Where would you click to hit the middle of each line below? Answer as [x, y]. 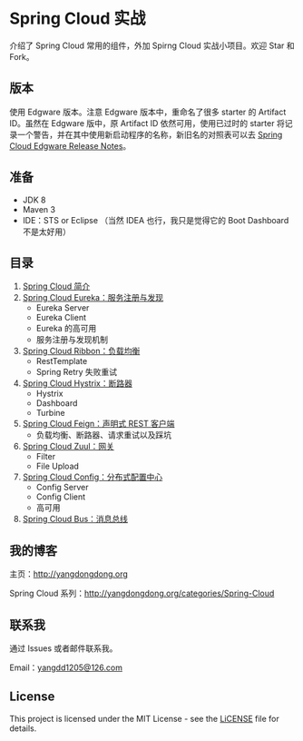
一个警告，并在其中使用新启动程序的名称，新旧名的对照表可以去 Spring [150, 134]
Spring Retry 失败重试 [77, 372]
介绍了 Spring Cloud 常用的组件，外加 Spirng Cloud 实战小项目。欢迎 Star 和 [152, 45]
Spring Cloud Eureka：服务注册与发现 [93, 298]
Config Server [62, 488]
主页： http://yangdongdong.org [69, 574]
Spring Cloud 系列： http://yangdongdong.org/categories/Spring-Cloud [142, 593]
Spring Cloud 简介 [56, 286]
